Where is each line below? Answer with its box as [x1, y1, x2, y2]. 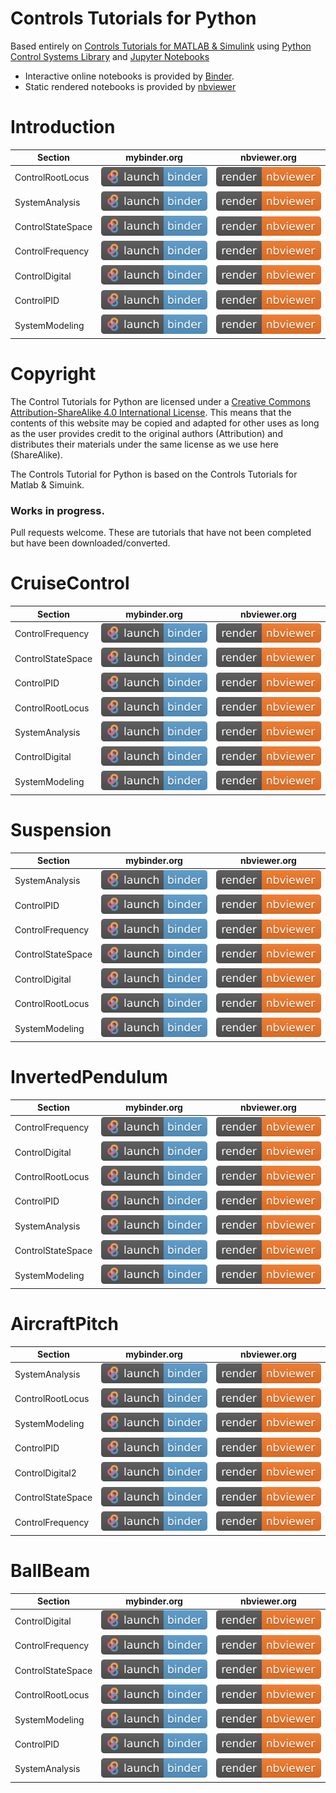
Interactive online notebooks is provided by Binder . [24, 70, 235, 82]
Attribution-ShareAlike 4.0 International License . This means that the [10, 406, 292, 418]
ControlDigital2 [14, 1467, 77, 1479]
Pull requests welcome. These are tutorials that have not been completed [10, 527, 312, 539]
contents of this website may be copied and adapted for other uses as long [10, 417, 320, 429]
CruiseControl [10, 572, 130, 595]
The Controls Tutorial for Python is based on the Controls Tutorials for [10, 468, 298, 480]
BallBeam [10, 1559, 91, 1582]
